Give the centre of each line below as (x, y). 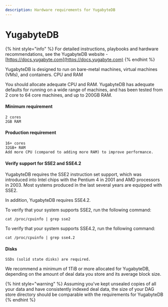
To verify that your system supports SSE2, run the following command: (78, 210)
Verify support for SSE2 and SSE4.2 (43, 163)
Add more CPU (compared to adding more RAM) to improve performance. (79, 152)
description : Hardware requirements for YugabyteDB (60, 10)
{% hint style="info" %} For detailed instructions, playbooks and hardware (82, 49)
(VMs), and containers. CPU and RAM (44, 74)
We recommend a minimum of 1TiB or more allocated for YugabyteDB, (77, 269)
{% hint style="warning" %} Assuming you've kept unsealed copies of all (81, 284)
